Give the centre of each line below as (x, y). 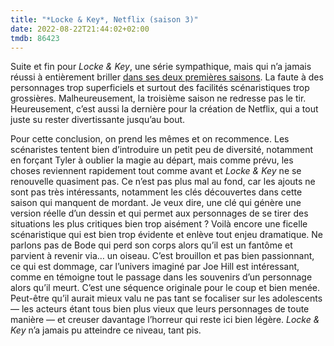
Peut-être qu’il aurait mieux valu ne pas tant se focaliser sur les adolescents (166, 298)
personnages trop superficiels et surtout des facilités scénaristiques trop (160, 88)
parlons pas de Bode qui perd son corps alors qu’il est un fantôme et (151, 245)
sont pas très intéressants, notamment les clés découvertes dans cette (156, 192)
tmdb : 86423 (35, 38)
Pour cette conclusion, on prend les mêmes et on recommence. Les (150, 139)
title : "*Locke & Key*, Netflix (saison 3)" (104, 19)
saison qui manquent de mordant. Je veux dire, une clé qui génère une (156, 203)
